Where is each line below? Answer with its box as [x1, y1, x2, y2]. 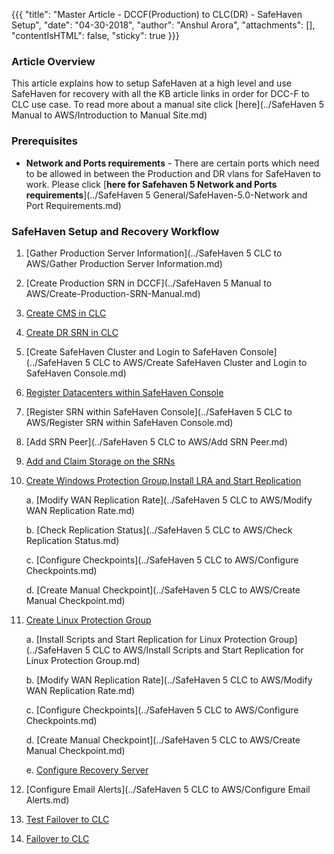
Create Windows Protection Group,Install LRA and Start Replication [25, 474, 302, 486]
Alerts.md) [25, 794, 70, 806]
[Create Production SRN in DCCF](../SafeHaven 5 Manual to [25, 277, 273, 289]
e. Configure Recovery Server [25, 764, 149, 776]
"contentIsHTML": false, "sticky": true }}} [11, 30, 180, 41]
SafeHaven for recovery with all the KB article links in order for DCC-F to [11, 88, 310, 100]
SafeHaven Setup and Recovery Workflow [11, 224, 220, 238]
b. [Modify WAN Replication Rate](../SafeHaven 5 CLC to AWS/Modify [25, 674, 313, 686]
